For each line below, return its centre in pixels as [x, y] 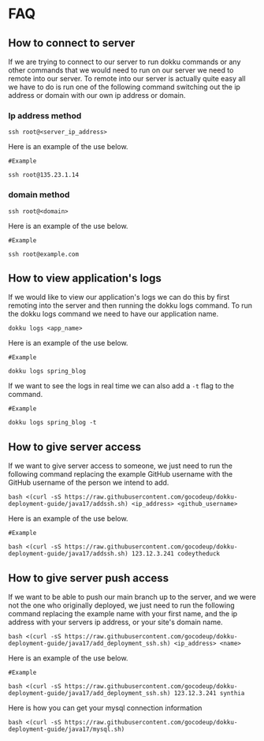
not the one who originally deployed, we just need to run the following [121, 605]
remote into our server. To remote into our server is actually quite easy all [127, 79]
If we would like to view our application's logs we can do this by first [119, 298]
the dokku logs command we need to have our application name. [113, 314]
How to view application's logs [85, 278]
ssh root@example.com [44, 254]
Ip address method [45, 115]
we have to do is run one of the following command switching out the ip [124, 87]
